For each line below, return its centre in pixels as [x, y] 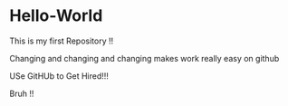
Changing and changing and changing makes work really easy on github [144, 58]
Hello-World [56, 16]
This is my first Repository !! [62, 41]
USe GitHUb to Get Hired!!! [59, 76]
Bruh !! [22, 93]
